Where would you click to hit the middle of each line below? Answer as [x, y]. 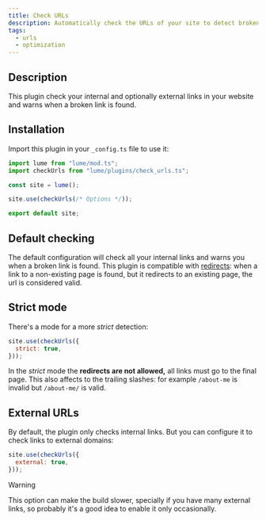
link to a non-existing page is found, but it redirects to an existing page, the [131, 274]
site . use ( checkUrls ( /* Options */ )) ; [70, 199]
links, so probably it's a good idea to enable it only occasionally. [112, 508]
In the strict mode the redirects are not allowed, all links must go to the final [133, 371]
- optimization [40, 45]
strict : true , [38, 349]
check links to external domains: [61, 440]
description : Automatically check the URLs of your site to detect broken [134, 23]
